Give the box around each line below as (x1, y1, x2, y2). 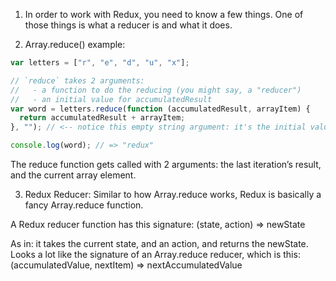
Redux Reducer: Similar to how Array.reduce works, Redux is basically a (24, 189, 322, 200)
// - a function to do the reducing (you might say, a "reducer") (10, 85, 302, 95)
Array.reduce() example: (24, 39, 126, 50)
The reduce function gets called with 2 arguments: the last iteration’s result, (10, 159, 322, 170)
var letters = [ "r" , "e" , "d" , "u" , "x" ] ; (10, 58, 190, 68)
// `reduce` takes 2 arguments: (10, 75, 145, 86)
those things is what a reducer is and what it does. (24, 19, 233, 31)
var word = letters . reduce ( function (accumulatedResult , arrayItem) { (10, 104, 311, 114)
